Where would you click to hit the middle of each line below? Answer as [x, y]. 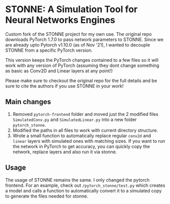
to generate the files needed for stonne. [47, 196]
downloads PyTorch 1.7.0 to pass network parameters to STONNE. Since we [84, 39]
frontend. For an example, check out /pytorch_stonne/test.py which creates [85, 185]
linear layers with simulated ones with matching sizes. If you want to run [89, 141]
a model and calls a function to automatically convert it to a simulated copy [83, 190]
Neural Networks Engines [60, 20]
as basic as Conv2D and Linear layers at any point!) [59, 71]
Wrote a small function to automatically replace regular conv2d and [82, 136]
